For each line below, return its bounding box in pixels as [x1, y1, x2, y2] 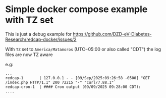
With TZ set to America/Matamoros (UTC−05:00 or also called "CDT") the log [5, 46, 161, 52]
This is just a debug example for [5, 31, 72, 37]
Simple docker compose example [5, 4, 148, 15]
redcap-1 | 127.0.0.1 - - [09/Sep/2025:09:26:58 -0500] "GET [5, 75, 150, 80]
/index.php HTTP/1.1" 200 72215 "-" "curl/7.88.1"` [5, 80, 116, 85]
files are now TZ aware [5, 52, 53, 58]
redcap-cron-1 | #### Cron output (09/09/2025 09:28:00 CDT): [5, 84, 141, 89]
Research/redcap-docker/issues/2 [5, 36, 77, 42]
